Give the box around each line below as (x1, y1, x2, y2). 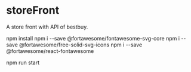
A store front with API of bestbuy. (6, 23, 88, 30)
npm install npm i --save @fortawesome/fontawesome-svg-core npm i (6, 35, 180, 42)
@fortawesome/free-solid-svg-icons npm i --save (19, 41, 143, 48)
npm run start (6, 59, 40, 66)
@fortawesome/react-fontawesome (6, 47, 94, 54)
